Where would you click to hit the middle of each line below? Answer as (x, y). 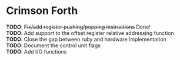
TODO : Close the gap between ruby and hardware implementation (86, 39)
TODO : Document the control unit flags (54, 45)
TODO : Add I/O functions (36, 51)
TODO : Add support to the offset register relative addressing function (90, 33)
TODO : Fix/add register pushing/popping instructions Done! (79, 27)
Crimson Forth (42, 11)
